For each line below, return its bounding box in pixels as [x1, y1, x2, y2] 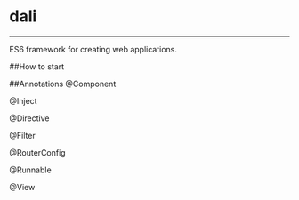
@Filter [9, 130, 36, 140]
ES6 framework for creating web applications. [9, 44, 178, 54]
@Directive [9, 113, 50, 124]
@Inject [9, 95, 37, 106]
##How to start [9, 60, 65, 72]
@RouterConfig [9, 147, 66, 157]
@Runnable [9, 164, 52, 175]
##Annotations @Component [9, 78, 117, 89]
